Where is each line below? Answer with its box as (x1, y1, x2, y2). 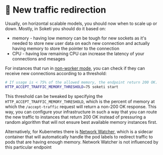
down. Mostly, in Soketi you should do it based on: (5, 25, 106, 31)
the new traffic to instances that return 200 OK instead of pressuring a (5, 114, 146, 120)
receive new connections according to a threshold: (5, 70, 107, 76)
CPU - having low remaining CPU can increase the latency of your (12, 51, 145, 57)
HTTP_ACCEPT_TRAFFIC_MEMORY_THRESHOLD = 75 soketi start (5, 84, 119, 89)
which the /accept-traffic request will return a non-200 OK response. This (5, 103, 157, 109)
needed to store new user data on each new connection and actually (12, 40, 150, 46)
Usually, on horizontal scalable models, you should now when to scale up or (5, 20, 157, 26)
